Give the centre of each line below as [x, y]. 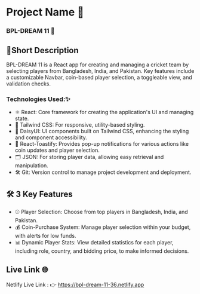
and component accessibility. [51, 137]
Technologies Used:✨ [38, 99]
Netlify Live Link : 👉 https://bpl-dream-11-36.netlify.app [75, 284]
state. [22, 118]
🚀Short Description [42, 50]
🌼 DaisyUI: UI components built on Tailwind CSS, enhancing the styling [102, 131]
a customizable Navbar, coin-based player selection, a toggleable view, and [99, 77]
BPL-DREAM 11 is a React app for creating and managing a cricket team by [98, 65]
